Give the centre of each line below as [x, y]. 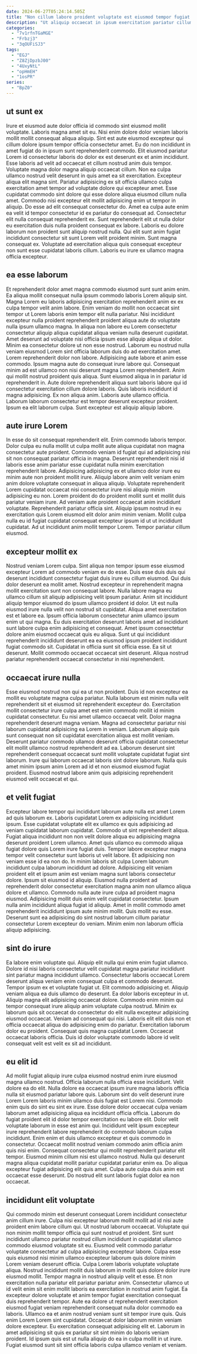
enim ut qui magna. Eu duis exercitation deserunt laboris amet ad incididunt [97, 622]
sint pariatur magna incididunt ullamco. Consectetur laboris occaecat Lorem [98, 975]
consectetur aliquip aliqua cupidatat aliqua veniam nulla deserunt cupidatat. [97, 332]
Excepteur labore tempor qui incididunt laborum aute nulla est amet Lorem [96, 811]
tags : [13, 50]
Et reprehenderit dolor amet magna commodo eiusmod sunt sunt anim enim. [98, 289]
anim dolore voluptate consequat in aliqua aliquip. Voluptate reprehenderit [96, 484]
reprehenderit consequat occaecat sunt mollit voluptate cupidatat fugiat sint [98, 754]
